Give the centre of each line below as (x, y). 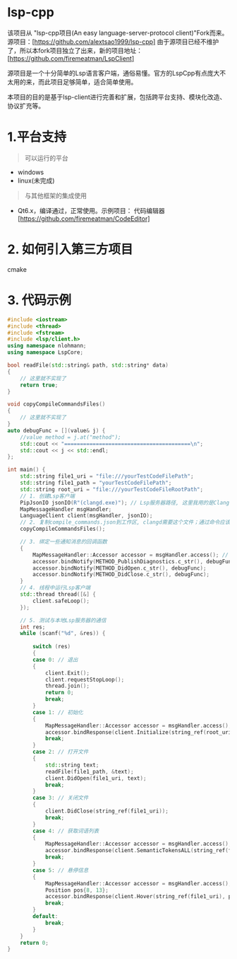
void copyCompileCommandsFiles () (56, 404)
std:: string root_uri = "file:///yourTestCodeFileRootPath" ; (111, 489)
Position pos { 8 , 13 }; (77, 890)
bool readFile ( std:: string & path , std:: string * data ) (88, 365)
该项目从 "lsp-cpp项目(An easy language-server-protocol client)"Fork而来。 (118, 33)
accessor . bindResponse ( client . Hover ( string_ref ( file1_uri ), (135, 897)
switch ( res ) (52, 647)
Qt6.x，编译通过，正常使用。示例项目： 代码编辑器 (91, 210)
